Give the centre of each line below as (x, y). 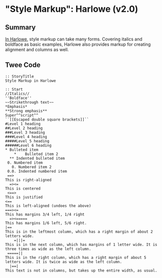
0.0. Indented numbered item (37, 171)
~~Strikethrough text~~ (30, 102)
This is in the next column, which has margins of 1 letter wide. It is (81, 244)
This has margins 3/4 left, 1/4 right (45, 214)
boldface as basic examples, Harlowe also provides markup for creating (78, 44)
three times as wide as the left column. (48, 249)
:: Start (14, 89)
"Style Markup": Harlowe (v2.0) (72, 9)
